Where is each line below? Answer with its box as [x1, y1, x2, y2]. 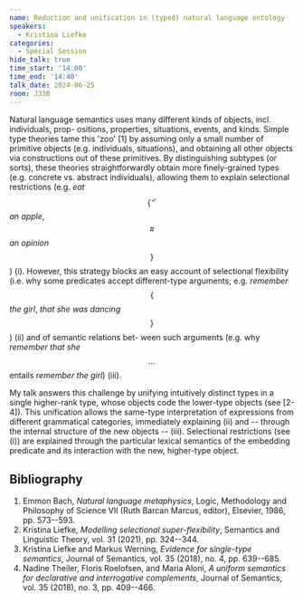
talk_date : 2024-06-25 [9, 81, 95, 90]
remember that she [9, 341, 81, 353]
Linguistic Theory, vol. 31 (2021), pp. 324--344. [22, 533, 200, 544]
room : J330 [9, 89, 51, 98]
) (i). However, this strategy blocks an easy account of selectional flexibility [9, 266, 289, 277]
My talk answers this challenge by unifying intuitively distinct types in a [9, 387, 274, 398]
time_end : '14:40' [9, 72, 79, 81]
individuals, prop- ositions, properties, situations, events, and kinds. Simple [9, 123, 289, 134]
